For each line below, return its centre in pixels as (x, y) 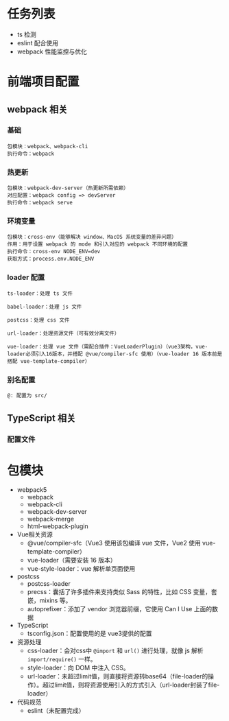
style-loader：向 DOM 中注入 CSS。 (79, 668)
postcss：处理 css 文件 (38, 320)
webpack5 (32, 490)
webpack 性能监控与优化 (52, 51)
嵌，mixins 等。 (49, 600)
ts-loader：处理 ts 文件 (40, 293)
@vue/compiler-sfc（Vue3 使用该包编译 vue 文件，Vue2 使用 (114, 543)
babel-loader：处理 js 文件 (45, 307)
